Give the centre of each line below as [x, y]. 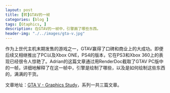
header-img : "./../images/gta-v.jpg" [45, 34]
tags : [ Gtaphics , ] [26, 24]
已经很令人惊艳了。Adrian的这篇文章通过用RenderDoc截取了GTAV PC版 [84, 61]
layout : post [19, 10]
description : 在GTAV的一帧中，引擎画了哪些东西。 [53, 29]
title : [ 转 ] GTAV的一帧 [28, 15]
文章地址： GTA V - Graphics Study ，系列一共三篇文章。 [63, 85]
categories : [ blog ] [27, 19]
